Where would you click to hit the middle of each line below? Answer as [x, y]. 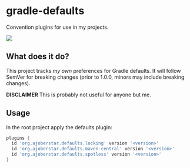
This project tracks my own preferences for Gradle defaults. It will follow [94, 70]
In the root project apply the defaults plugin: [59, 127]
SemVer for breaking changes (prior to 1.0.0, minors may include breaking [95, 77]
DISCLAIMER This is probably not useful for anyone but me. [79, 95]
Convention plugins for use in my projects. [57, 27]
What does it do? [38, 57]
